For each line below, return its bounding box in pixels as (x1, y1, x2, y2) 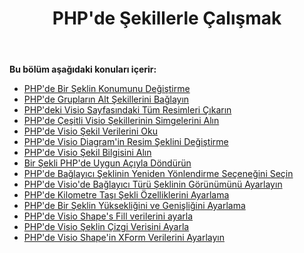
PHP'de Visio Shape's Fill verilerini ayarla (23, 210, 194, 222)
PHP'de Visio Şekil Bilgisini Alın (23, 147, 152, 159)
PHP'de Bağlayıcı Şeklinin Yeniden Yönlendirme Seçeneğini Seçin (23, 168, 294, 180)
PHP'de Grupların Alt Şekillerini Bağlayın (23, 93, 190, 106)
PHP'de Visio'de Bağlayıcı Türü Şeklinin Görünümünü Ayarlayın (23, 178, 283, 191)
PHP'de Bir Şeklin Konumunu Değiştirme (23, 83, 191, 95)
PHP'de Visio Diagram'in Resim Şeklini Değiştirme (23, 136, 229, 148)
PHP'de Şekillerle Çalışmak (52, 7, 282, 30)
